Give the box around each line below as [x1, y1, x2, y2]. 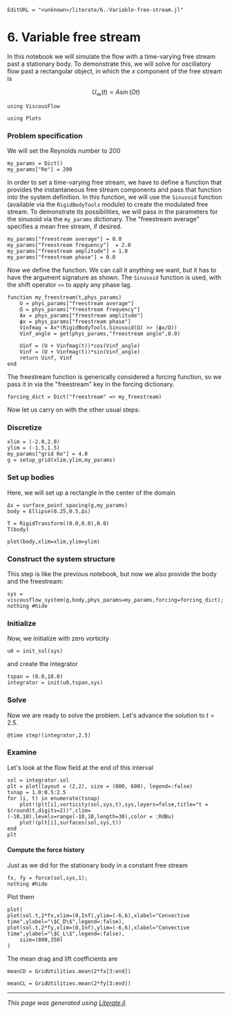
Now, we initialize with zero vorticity [7, 634, 109, 643]
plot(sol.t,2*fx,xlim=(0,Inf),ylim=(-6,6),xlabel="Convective [7, 912, 190, 919]
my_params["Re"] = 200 [7, 166, 72, 173]
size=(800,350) [19, 937, 64, 943]
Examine [7, 748, 37, 757]
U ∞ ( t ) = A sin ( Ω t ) [92, 87, 140, 98]
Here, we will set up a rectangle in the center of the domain [7, 488, 176, 497]
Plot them [7, 893, 35, 901]
